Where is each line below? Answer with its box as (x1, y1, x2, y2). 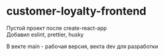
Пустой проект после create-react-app (6, 24, 107, 32)
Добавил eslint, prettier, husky (6, 30, 84, 38)
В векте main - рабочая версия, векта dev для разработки (6, 43, 158, 50)
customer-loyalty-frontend (6, 4, 147, 18)
